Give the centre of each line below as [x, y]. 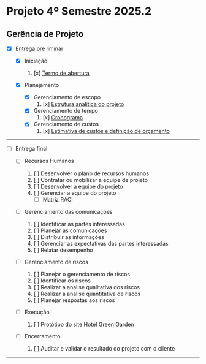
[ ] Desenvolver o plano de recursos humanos [91, 173]
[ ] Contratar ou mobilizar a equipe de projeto [91, 180]
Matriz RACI [58, 199]
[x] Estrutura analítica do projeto [83, 104]
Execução [37, 312]
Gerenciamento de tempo [66, 111]
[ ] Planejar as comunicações [70, 230]
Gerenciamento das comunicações [68, 211]
